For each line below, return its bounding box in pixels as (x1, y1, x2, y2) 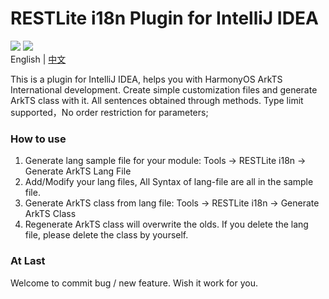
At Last (10, 254, 46, 268)
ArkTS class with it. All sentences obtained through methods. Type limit (10, 94, 304, 106)
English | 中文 (10, 53, 67, 65)
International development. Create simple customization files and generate (10, 83, 318, 96)
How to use (10, 132, 67, 146)
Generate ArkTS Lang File (24, 165, 132, 177)
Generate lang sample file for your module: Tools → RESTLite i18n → (24, 155, 307, 167)
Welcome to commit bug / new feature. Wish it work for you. (10, 277, 258, 289)
